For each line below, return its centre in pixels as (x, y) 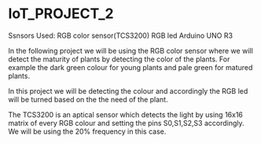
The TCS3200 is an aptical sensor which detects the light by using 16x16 (126, 114)
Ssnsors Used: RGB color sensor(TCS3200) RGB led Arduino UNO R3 (121, 35)
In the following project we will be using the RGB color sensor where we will (130, 50)
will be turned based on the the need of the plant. (88, 99)
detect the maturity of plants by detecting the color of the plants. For (119, 59)
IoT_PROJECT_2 (61, 14)
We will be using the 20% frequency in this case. (87, 131)
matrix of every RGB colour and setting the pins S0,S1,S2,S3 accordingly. (126, 123)
